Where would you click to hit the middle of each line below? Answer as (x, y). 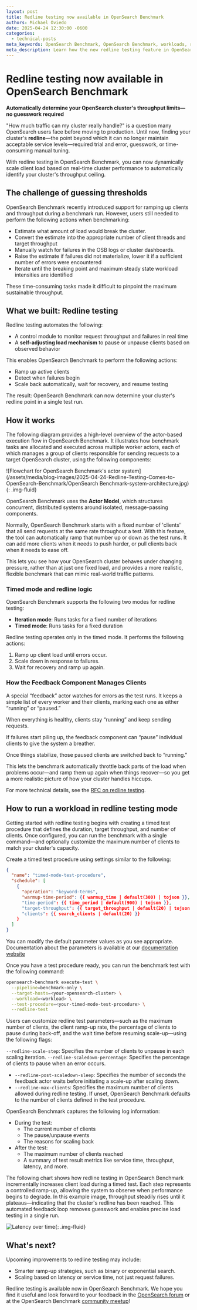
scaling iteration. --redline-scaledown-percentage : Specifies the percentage (98, 1058)
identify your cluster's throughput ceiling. (56, 174)
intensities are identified (44, 275)
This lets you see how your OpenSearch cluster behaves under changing (94, 561)
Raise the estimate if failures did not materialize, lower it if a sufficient (98, 256)
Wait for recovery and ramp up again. (60, 667)
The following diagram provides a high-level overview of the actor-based (94, 435)
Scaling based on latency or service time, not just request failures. (94, 1277)
